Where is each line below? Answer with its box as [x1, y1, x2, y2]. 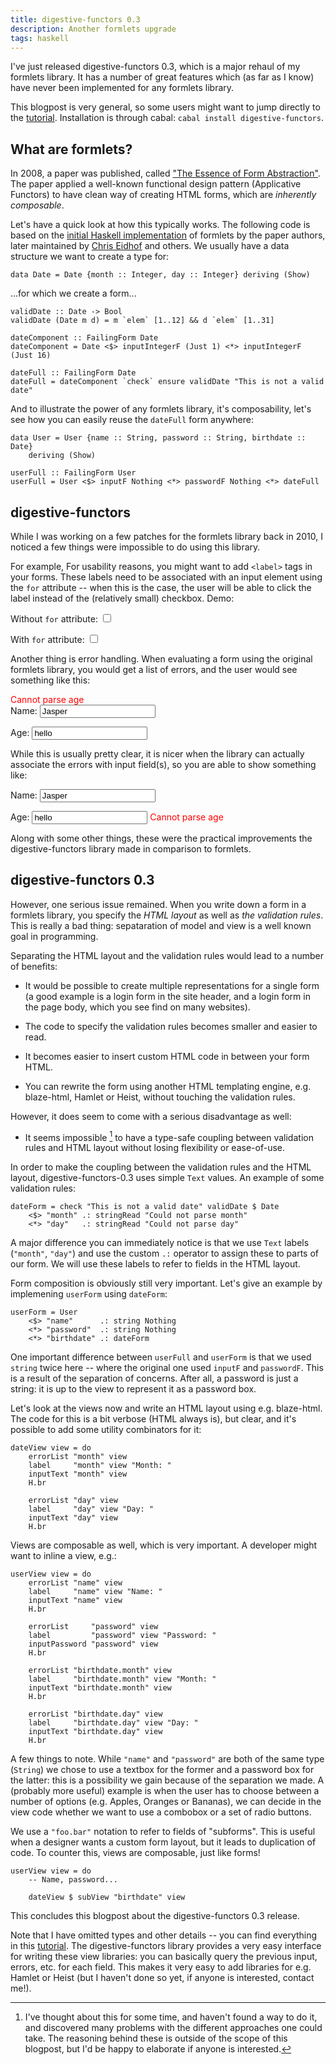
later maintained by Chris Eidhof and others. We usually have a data [10, 240, 290, 252]
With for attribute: [10, 634, 85, 645]
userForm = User [10, 1307, 78, 1318]
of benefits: [10, 960, 58, 972]
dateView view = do [10, 1443, 92, 1453]
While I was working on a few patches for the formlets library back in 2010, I [10, 531, 323, 542]
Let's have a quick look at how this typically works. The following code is [10, 219, 311, 231]
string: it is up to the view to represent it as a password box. [10, 1383, 257, 1395]
